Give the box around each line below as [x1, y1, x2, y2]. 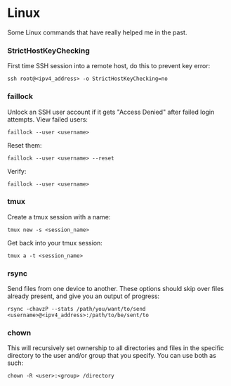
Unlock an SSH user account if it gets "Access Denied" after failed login [7, 108, 215, 116]
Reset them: [7, 141, 42, 149]
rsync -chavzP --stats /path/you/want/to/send [7, 306, 146, 313]
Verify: [7, 167, 27, 175]
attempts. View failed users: [7, 115, 88, 124]
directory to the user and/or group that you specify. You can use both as [7, 352, 216, 360]
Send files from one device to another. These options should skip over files [7, 285, 225, 293]
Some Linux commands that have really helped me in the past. [7, 28, 187, 37]
